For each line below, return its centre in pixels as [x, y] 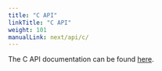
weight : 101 [27, 30]
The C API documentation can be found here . [81, 59]
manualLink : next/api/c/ [49, 37]
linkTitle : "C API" [40, 23]
